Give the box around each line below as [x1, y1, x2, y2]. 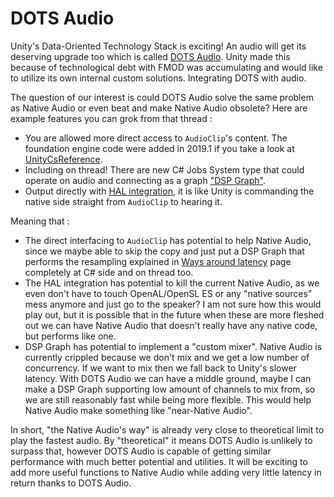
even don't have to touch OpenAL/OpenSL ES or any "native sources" [24, 287, 313, 299]
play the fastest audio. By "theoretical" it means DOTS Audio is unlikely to [10, 434, 313, 446]
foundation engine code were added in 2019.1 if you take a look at [24, 142, 295, 154]
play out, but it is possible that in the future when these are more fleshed [24, 308, 325, 321]
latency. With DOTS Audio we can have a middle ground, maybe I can [24, 372, 312, 384]
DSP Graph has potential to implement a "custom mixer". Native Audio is [24, 340, 323, 352]
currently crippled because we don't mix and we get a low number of [24, 351, 310, 363]
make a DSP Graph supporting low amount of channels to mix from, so [24, 383, 316, 395]
